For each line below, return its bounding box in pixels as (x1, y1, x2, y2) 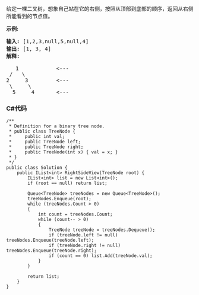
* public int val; (8, 134, 65, 140)
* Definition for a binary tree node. (8, 123, 105, 129)
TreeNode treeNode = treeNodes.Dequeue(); (48, 227, 156, 233)
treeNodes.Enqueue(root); (27, 196, 92, 202)
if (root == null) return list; (27, 180, 108, 187)
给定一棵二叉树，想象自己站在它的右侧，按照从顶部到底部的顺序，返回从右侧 (6, 5, 194, 12)
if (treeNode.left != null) (48, 232, 118, 238)
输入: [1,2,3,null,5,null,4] (6, 38, 89, 44)
